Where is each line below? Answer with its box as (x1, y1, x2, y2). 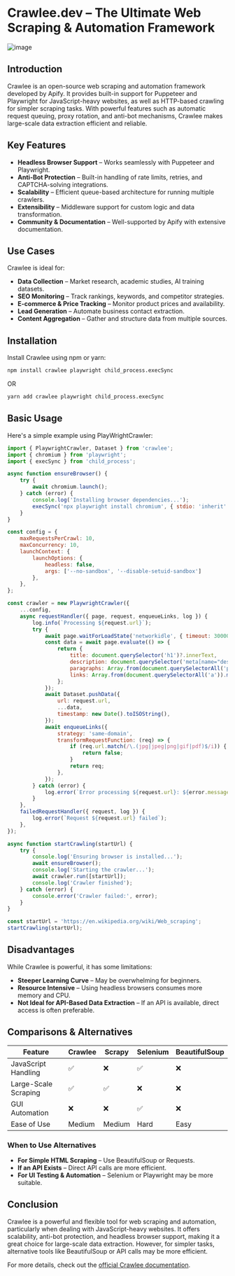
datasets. (17, 285, 45, 293)
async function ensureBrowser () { (7, 471, 108, 478)
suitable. (17, 1178, 43, 1186)
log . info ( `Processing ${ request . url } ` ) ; (32, 619, 152, 626)
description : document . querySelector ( (69, 658, 183, 665)
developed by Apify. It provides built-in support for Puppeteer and (7, 89, 197, 97)
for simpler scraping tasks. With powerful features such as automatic (7, 104, 206, 113)
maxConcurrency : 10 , (20, 541, 80, 549)
